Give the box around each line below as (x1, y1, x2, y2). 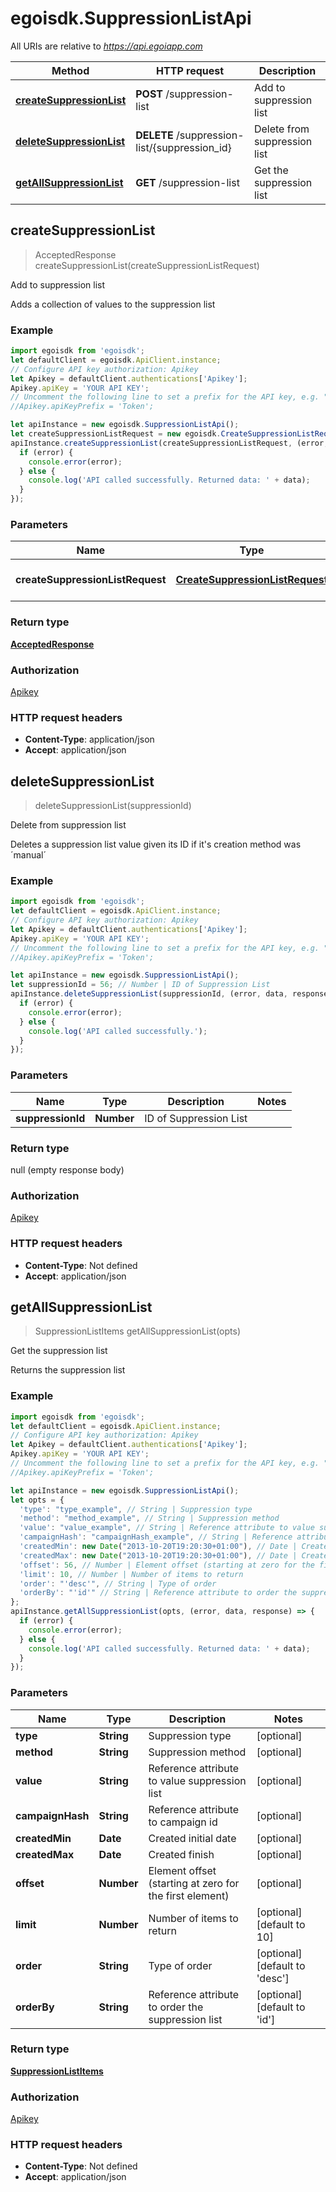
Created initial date (148, 1831, 237, 1845)
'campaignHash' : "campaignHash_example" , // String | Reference (19, 1532, 293, 1542)
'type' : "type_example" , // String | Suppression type (19, 1504, 253, 1514)
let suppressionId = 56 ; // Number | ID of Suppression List (10, 980, 271, 990)
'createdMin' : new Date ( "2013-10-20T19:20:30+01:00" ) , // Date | (19, 1542, 298, 1552)
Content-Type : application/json (24, 733, 155, 746)
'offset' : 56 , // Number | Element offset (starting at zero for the (19, 1560, 315, 1570)
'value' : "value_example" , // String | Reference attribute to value (19, 1523, 315, 1533)
